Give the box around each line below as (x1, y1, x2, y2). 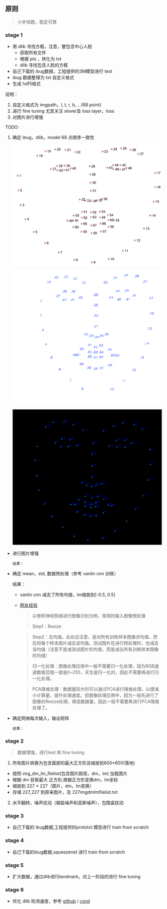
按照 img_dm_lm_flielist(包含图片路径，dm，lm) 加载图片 (12, 770, 128, 776)
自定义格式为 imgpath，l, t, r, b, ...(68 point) (12, 102, 102, 108)
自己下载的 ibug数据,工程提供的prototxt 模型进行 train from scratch (12, 824, 149, 831)
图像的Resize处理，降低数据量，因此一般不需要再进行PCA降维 (32, 698, 160, 704)
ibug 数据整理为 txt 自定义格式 (12, 75, 75, 80)
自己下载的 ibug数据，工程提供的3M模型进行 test (12, 69, 113, 75)
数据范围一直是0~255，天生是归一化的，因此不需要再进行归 (36, 669, 159, 675)
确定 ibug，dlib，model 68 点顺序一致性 (12, 135, 94, 141)
